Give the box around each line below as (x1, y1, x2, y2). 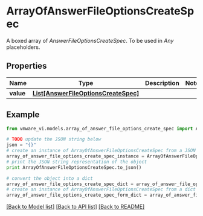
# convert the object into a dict (6, 175, 94, 182)
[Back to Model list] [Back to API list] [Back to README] (6, 203, 145, 211)
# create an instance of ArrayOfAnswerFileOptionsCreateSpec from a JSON (6, 148, 196, 154)
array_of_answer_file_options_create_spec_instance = (6, 153, 145, 159)
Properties (6, 61, 47, 71)
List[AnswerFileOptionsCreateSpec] (32, 89, 140, 97)
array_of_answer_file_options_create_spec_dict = (6, 181, 134, 187)
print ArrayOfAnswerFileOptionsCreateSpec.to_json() (6, 164, 142, 170)
